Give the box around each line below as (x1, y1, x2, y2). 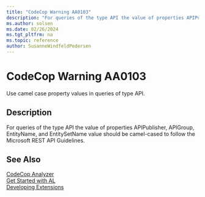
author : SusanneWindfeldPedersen (6, 43, 92, 50)
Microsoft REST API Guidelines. (6, 136, 85, 144)
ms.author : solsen (6, 20, 53, 26)
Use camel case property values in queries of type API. (6, 89, 145, 97)
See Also (6, 154, 41, 165)
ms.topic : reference (6, 37, 59, 43)
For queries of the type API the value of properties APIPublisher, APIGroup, (6, 124, 195, 131)
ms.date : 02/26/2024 (6, 26, 59, 32)
